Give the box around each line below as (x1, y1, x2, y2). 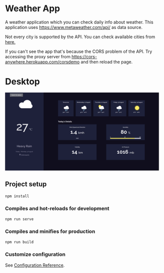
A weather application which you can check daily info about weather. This (5, 19, 154, 25)
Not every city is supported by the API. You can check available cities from (5, 34, 155, 40)
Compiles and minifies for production (5, 228, 95, 235)
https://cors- (71, 53, 97, 59)
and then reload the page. (80, 59, 133, 65)
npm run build (5, 240, 34, 245)
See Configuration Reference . (5, 262, 65, 268)
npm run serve (5, 216, 34, 222)
